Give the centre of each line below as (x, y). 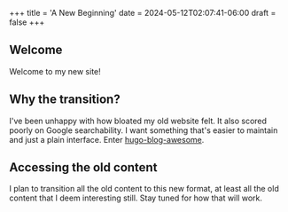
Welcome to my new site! (55, 71)
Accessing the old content (83, 168)
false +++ (27, 22)
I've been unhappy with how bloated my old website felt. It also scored (138, 121)
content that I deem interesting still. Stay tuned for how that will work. (136, 198)
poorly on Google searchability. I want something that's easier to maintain (144, 130)
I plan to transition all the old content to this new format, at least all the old (144, 189)
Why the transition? (65, 100)
